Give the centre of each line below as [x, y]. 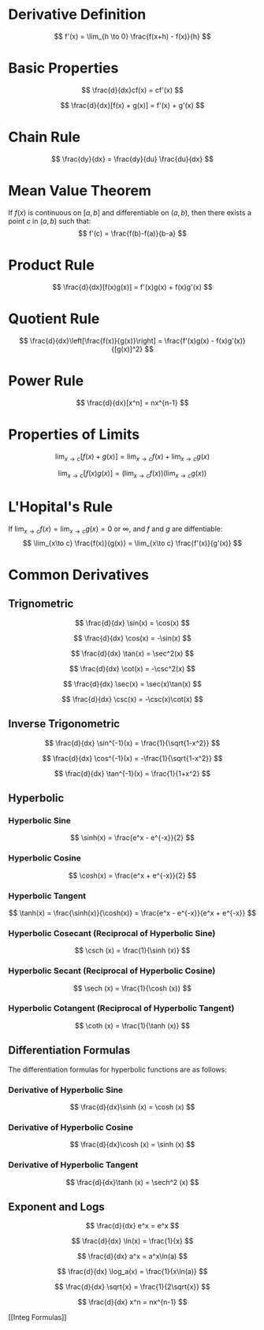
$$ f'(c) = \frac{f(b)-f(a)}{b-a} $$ [132, 233]
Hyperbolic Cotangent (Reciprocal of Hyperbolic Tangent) [121, 1009]
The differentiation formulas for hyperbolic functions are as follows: [117, 1069]
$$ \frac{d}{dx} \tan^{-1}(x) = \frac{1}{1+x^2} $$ [132, 773]
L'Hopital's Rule [61, 507]
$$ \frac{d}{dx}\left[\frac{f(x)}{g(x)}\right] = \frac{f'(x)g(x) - [117, 340]
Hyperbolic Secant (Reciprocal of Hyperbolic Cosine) [112, 971]
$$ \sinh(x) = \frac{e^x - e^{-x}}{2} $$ [132, 838]
